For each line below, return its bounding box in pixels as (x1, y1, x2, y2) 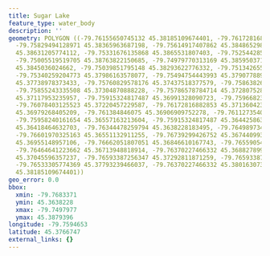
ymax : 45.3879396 (15, 213, 74, 221)
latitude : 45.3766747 (8, 228, 81, 237)
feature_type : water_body (8, 19, 95, 27)
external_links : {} (8, 236, 74, 244)
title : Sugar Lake (8, 11, 70, 20)
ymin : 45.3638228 (15, 198, 74, 206)
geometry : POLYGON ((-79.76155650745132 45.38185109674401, (8, 34, 215, 43)
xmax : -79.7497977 (15, 205, 78, 213)
